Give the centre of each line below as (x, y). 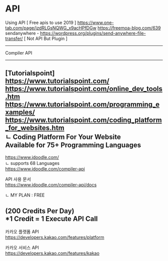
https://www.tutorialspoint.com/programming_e (82, 105)
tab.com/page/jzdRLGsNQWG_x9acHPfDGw (51, 27)
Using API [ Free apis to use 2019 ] (41, 22)
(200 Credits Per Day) (40, 211)
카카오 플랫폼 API (22, 231)
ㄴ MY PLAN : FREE (25, 195)
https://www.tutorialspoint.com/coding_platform (83, 120)
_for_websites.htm (35, 128)
